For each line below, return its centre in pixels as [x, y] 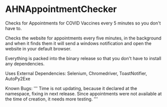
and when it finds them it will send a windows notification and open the [78, 43]
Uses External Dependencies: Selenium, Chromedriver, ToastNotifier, [76, 73]
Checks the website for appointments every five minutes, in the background [83, 38]
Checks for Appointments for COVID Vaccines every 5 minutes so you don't [83, 23]
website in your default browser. [38, 48]
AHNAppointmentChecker [61, 9]
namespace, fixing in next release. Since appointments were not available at [83, 93]
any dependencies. [25, 63]
